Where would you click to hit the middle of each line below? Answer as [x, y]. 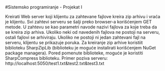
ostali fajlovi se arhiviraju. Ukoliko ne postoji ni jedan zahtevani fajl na [75, 37]
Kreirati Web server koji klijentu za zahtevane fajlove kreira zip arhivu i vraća [83, 16]
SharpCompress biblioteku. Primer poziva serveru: [57, 58]
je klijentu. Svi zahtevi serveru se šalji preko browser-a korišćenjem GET [79, 22]
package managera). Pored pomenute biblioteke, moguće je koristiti [74, 53]
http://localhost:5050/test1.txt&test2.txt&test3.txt [55, 63]
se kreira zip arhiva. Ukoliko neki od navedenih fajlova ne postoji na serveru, [82, 32]
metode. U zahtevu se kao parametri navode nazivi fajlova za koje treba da [81, 27]
